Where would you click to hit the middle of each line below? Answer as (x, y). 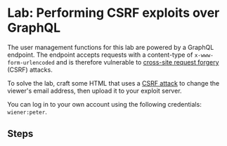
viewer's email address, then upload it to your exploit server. (95, 91)
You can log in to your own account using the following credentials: (104, 104)
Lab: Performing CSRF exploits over (113, 13)
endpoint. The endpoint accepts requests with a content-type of (100, 55)
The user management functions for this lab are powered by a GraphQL (111, 47)
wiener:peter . (27, 112)
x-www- (204, 55)
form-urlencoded (31, 62)
